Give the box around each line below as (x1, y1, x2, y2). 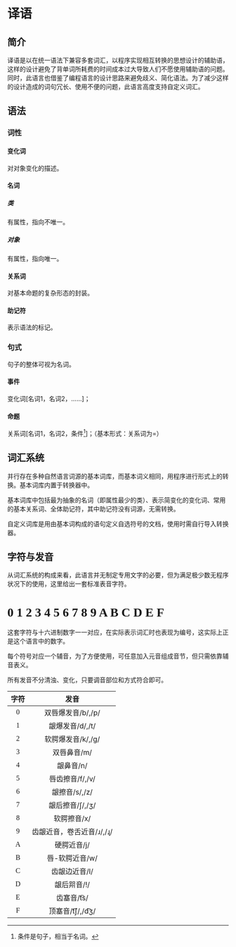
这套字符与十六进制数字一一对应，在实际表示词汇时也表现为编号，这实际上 (7, 628, 223, 637)
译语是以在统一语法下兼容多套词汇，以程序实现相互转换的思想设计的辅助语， (7, 56, 229, 64)
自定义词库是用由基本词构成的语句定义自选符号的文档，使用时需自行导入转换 (7, 519, 229, 528)
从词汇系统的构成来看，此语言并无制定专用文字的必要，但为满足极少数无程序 (7, 571, 229, 580)
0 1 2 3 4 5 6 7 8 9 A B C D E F (7, 605, 165, 620)
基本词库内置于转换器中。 (19, 480, 93, 489)
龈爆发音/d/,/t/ (48, 721, 96, 731)
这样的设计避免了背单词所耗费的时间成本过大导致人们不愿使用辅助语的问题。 (7, 65, 229, 73)
